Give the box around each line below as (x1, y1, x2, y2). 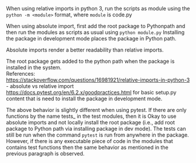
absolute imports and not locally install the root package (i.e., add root (6, 119, 176, 125)
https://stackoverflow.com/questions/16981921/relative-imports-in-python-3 (6, 76, 190, 83)
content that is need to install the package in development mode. (6, 95, 163, 102)
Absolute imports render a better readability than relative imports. (6, 46, 164, 53)
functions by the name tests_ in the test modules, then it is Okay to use (6, 113, 177, 120)
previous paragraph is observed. (6, 150, 85, 157)
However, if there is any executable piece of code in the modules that (6, 138, 174, 144)
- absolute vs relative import (6, 83, 74, 90)
